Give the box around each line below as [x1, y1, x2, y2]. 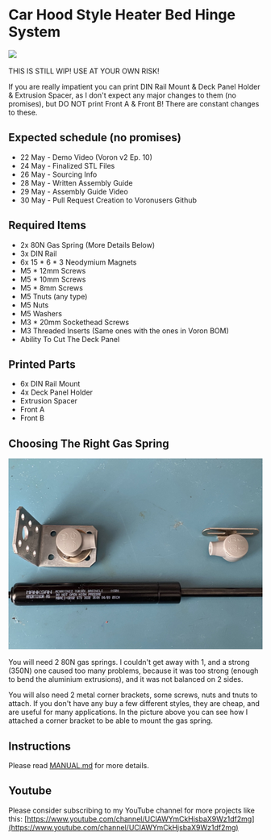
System [8, 23, 61, 41]
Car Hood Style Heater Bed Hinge [8, 6, 236, 24]
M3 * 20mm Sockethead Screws [19, 317, 130, 327]
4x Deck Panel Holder [19, 387, 94, 397]
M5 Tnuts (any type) [19, 291, 88, 301]
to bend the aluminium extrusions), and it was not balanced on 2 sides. [8, 675, 244, 684]
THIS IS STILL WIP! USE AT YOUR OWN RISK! [8, 66, 160, 76]
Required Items [8, 219, 86, 232]
